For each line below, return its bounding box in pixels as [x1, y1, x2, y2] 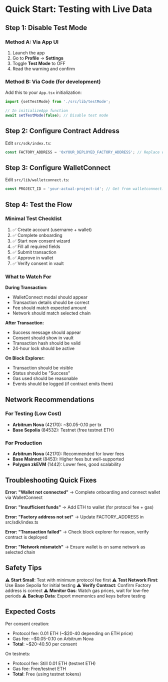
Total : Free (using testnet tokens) [12, 671, 81, 677]
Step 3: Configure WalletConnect [5, 163, 111, 172]
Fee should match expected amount [12, 305, 86, 311]
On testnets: [5, 650, 30, 656]
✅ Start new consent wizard [12, 237, 70, 243]
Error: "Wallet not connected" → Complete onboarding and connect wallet [5, 489, 160, 495]
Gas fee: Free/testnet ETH [12, 665, 66, 671]
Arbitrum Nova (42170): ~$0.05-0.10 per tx [12, 421, 101, 427]
